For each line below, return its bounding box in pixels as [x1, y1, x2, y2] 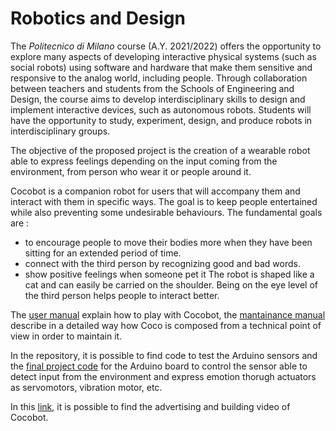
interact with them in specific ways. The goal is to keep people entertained [10, 195, 318, 207]
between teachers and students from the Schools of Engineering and [10, 82, 295, 94]
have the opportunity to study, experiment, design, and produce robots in [10, 114, 313, 126]
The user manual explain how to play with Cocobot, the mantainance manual [10, 308, 326, 321]
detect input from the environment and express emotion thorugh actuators [10, 370, 317, 382]
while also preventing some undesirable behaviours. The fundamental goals [10, 206, 323, 218]
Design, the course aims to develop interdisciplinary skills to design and [10, 93, 306, 105]
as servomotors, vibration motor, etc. [10, 381, 163, 393]
